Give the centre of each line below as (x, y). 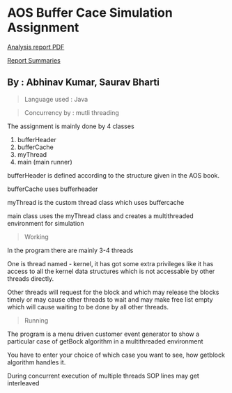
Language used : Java (56, 99)
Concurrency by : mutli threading (72, 112)
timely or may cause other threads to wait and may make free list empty (110, 299)
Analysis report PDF (36, 47)
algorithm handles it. (37, 362)
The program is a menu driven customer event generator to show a (103, 334)
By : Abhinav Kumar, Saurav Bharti (84, 83)
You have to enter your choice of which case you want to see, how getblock (116, 355)
